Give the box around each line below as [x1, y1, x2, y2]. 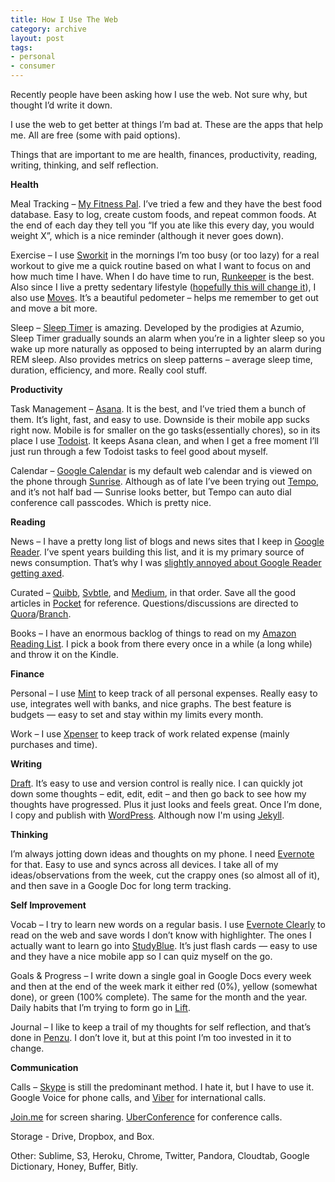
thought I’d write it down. [10, 99, 113, 111]
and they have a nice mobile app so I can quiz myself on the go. [10, 951, 273, 962]
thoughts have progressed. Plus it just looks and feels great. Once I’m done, [10, 799, 323, 810]
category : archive [10, 24, 87, 34]
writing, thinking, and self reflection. [10, 159, 159, 171]
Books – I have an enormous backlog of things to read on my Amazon [10, 627, 297, 639]
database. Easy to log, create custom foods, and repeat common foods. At [10, 209, 317, 220]
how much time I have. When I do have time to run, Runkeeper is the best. [10, 271, 315, 282]
